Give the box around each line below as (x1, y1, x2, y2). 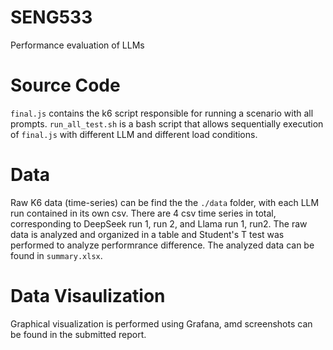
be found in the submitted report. (10, 328, 147, 340)
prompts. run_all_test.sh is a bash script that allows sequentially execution (10, 117, 324, 130)
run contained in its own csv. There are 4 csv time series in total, (10, 207, 277, 219)
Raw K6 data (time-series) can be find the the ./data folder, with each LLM (10, 196, 320, 208)
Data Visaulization (10, 285, 166, 307)
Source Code (10, 74, 121, 97)
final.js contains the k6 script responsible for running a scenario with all (10, 107, 314, 119)
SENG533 (10, 6, 93, 29)
